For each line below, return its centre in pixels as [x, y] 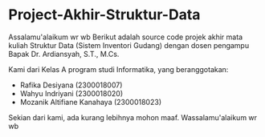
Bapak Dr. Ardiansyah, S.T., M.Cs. [64, 54]
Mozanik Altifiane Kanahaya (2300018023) [91, 102]
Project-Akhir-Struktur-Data [104, 15]
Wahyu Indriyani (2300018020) [71, 93]
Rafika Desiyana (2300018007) [71, 85]
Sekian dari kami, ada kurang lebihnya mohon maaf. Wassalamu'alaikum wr [133, 117]
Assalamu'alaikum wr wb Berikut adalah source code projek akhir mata [126, 37]
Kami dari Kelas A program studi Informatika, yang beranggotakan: [118, 69]
